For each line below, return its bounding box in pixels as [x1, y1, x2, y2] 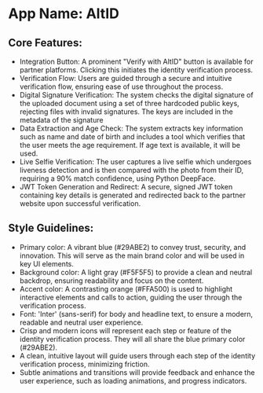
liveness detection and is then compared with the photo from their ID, [19, 166, 244, 174]
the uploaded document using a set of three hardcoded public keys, [19, 99, 239, 108]
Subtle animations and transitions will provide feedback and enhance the [19, 367, 255, 377]
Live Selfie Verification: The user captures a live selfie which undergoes [19, 157, 252, 166]
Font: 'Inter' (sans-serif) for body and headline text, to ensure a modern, [19, 309, 254, 318]
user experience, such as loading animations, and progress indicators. [19, 376, 247, 385]
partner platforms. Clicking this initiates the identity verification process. [19, 65, 254, 75]
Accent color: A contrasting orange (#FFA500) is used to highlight [19, 284, 233, 293]
